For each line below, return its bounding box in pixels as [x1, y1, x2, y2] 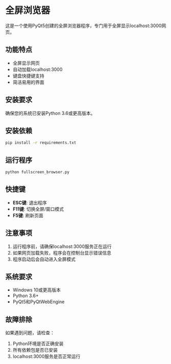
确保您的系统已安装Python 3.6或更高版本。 [5, 110, 95, 116]
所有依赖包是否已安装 [12, 347, 58, 353]
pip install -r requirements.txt [5, 140, 77, 146]
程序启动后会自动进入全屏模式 [12, 256, 76, 262]
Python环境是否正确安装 [12, 340, 64, 347]
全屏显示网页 [12, 60, 40, 66]
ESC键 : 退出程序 [12, 199, 47, 206]
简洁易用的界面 [12, 79, 44, 85]
